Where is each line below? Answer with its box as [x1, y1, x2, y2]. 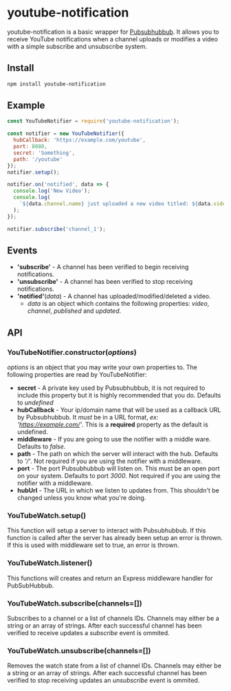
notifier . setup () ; [7, 169, 60, 176]
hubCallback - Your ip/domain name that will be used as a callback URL [16, 406, 221, 414]
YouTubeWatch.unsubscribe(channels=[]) [7, 646, 151, 655]
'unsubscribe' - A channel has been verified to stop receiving [16, 278, 193, 286]
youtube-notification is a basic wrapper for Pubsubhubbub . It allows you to [7, 28, 220, 36]
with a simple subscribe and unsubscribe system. [7, 42, 148, 50]
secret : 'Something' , [13, 149, 76, 156]
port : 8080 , [13, 143, 48, 150]
